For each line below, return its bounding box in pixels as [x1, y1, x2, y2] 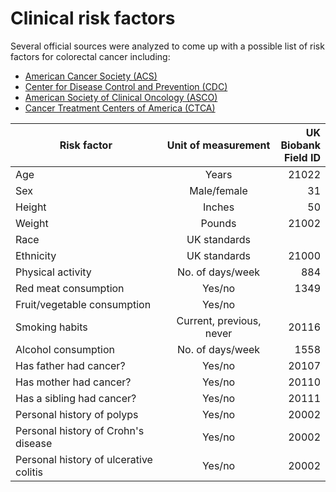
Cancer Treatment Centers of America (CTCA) [24, 102, 216, 114]
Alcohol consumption [15, 342, 115, 356]
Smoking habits [15, 320, 88, 334]
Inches [203, 200, 235, 214]
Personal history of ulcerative [15, 452, 153, 466]
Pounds [200, 216, 237, 230]
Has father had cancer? [15, 358, 126, 372]
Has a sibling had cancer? [15, 391, 137, 405]
